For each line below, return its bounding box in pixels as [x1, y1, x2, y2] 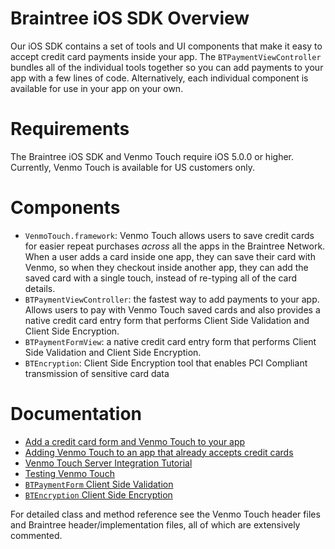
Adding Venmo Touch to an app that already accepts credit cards [24, 446, 294, 458]
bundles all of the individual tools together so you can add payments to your [10, 61, 324, 73]
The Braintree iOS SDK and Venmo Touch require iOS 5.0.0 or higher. [10, 150, 294, 162]
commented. [10, 529, 63, 541]
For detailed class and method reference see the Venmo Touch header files [10, 508, 321, 520]
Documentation [10, 403, 143, 425]
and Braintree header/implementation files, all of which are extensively [10, 518, 301, 531]
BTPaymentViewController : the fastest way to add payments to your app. [24, 293, 320, 305]
